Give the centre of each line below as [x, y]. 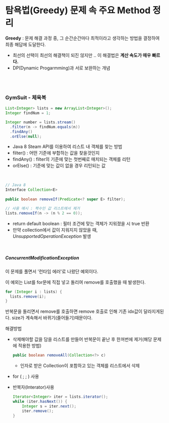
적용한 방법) [30, 346]
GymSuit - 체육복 [26, 97]
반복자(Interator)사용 [33, 387]
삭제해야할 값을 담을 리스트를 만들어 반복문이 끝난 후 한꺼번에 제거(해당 [82, 339]
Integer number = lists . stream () [40, 122]
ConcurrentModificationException [42, 258]
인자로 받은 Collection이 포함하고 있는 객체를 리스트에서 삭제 [80, 366]
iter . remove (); [38, 411]
